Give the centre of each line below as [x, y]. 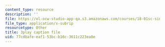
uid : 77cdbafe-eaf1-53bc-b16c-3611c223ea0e [50, 37]
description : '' [22, 14]
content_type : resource [29, 10]
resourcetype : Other [26, 28]
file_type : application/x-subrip [39, 23]
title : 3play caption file [33, 32]
